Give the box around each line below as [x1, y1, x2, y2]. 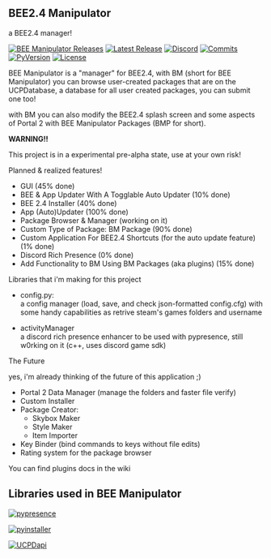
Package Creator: [19, 405, 79, 414]
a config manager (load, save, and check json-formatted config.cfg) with [19, 298, 263, 308]
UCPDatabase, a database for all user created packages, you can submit [8, 85, 251, 95]
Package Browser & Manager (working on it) [19, 215, 168, 225]
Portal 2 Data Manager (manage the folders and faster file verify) [19, 387, 237, 397]
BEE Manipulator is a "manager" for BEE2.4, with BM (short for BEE [8, 68, 232, 78]
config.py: [19, 290, 54, 299]
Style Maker [32, 422, 73, 431]
